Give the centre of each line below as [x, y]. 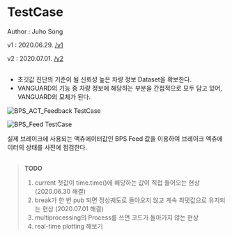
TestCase [36, 12]
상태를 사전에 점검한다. [56, 148]
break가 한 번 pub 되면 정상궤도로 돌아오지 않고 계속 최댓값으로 [121, 200]
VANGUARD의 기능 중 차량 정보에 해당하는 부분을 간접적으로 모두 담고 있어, [120, 89]
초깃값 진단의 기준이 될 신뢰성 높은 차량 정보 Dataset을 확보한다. [104, 79]
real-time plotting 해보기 [69, 226]
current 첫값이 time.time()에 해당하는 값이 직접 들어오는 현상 [117, 183]
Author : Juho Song [35, 31]
